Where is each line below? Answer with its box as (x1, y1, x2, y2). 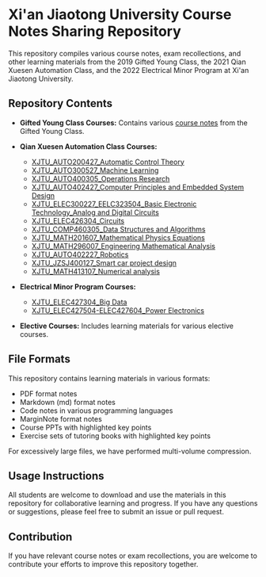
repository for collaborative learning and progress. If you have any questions (8, 499, 258, 508)
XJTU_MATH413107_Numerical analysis (31, 266, 161, 276)
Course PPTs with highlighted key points (19, 422, 152, 432)
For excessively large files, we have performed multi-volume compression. (8, 446, 252, 456)
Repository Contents (8, 97, 113, 110)
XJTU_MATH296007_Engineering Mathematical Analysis (31, 241, 216, 250)
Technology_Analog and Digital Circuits (31, 208, 160, 217)
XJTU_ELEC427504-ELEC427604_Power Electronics (31, 305, 204, 315)
